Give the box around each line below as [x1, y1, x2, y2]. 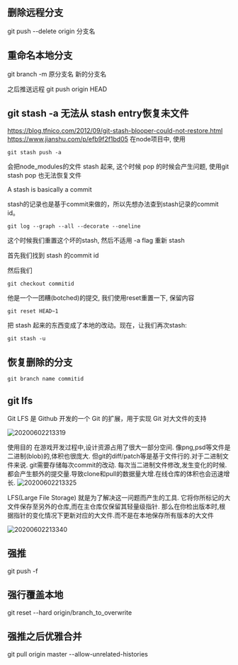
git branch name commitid [7, 376, 84, 383]
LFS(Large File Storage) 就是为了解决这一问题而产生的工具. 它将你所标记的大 [7, 494, 231, 502]
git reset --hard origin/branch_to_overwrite [7, 608, 132, 617]
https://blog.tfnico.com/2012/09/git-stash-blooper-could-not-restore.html [7, 127, 223, 135]
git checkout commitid [7, 280, 74, 288]
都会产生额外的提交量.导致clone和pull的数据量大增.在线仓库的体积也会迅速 [7, 470, 224, 478]
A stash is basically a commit [7, 185, 92, 194]
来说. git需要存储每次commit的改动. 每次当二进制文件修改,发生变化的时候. [13, 461, 227, 469]
